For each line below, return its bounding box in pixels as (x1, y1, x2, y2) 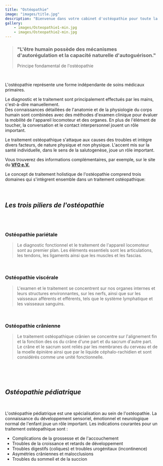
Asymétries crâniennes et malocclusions (12, 451, 94, 457)
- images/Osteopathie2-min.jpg (14, 30, 77, 35)
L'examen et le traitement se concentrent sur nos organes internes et (17, 285, 156, 291)
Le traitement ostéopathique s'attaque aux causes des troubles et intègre (5, 137, 152, 143)
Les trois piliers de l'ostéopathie (5, 201, 105, 209)
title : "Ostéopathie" (5, 7, 49, 12)
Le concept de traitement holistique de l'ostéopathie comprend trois (5, 171, 142, 177)
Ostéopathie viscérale (5, 274, 58, 281)
